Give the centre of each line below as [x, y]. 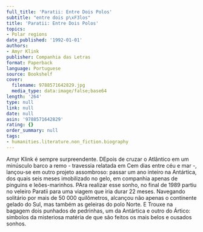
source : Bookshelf [29, 74]
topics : [16, 29]
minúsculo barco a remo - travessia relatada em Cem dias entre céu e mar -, [101, 165]
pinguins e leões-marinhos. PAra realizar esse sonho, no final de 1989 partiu [101, 185]
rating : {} [20, 125]
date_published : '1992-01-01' [45, 40]
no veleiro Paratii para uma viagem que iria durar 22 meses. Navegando [96, 191]
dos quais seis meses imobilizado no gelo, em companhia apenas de [92, 178]
